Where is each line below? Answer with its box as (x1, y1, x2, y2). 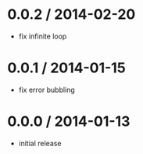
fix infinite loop (18, 31, 67, 41)
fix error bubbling (18, 85, 75, 94)
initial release (18, 138, 62, 148)
